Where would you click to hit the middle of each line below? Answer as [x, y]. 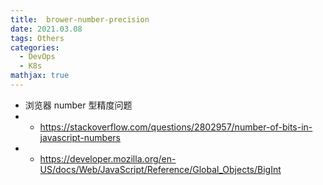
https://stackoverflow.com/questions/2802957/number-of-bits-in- [176, 127]
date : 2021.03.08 [46, 29]
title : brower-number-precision [80, 19]
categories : [35, 47]
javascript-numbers [80, 137]
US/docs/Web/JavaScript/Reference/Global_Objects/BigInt [160, 169]
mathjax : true [40, 76]
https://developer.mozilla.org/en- [108, 158]
